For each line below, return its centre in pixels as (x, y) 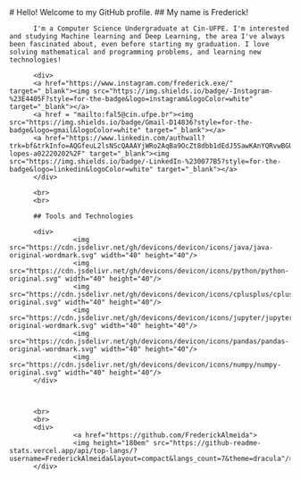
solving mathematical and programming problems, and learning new (135, 52)
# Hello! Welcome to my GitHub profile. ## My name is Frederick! (129, 12)
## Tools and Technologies (83, 216)
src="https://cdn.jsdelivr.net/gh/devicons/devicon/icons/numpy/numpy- (145, 365)
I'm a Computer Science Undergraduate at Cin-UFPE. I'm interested (161, 29)
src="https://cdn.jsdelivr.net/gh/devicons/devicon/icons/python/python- (150, 271)
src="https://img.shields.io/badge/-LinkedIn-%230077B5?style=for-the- (145, 162)
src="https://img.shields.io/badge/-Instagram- (183, 91)
